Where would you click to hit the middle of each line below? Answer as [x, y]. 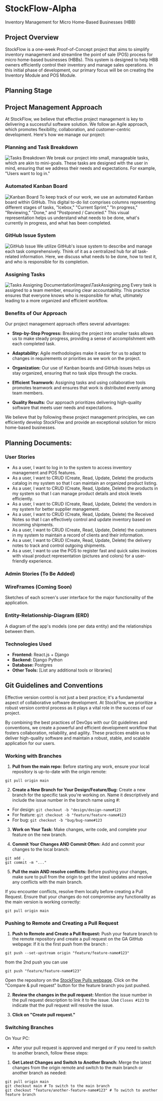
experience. [41, 561]
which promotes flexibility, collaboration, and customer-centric [68, 129]
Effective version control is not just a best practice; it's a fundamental [75, 697]
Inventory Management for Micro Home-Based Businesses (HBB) [70, 22]
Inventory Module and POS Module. [41, 75]
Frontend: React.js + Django [40, 654]
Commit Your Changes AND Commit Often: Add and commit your [78, 844]
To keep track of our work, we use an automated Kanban [97, 197]
